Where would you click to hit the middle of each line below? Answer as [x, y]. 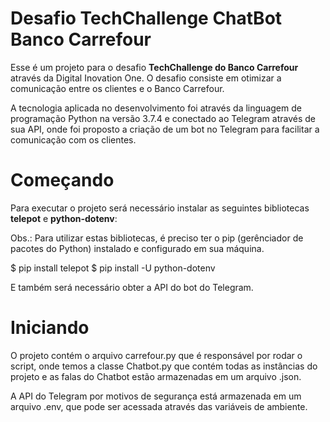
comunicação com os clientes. [73, 139]
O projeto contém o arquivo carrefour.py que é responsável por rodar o [156, 355]
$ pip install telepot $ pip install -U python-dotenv [113, 268]
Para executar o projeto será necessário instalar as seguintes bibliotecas [160, 208]
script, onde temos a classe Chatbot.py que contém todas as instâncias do [164, 366]
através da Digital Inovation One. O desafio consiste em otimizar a [146, 78]
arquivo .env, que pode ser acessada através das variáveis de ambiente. [159, 406]
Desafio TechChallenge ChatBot [146, 18]
